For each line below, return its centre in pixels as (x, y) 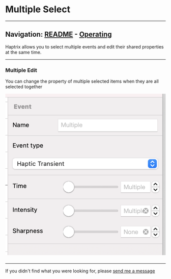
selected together (24, 87)
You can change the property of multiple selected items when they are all (82, 81)
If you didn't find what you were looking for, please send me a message (80, 271)
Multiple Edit (21, 70)
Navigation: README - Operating (59, 34)
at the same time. (23, 52)
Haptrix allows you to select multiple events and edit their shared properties (84, 46)
